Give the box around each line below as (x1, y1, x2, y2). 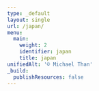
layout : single (7, 16, 51, 23)
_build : (7, 67, 29, 74)
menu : (7, 29, 23, 36)
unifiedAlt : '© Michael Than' (7, 61, 94, 68)
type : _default (7, 10, 51, 17)
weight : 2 (19, 42, 48, 49)
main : (13, 36, 29, 42)
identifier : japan (19, 49, 72, 55)
